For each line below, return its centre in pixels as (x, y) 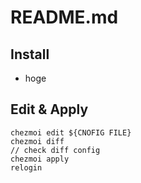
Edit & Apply (49, 109)
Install (30, 54)
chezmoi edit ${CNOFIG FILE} (71, 132)
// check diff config (55, 150)
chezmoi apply (40, 159)
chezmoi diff (37, 141)
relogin (26, 167)
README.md (64, 17)
